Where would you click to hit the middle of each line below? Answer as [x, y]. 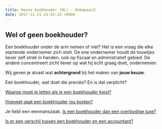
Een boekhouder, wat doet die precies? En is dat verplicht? [66, 82]
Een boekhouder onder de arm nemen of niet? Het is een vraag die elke [79, 47]
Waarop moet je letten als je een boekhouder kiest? [58, 92]
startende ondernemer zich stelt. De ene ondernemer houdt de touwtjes [80, 52]
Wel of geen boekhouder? [47, 35]
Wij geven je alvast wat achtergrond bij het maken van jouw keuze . [75, 73]
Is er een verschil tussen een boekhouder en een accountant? [69, 121]
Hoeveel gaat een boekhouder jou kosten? [49, 102]
